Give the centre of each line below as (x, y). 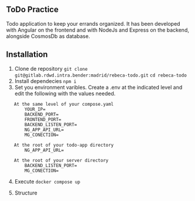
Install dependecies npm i (45, 81)
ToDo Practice (32, 10)
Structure (26, 193)
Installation (27, 55)
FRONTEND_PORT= (43, 119)
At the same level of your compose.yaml (64, 104)
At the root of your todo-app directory (64, 145)
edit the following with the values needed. (65, 93)
